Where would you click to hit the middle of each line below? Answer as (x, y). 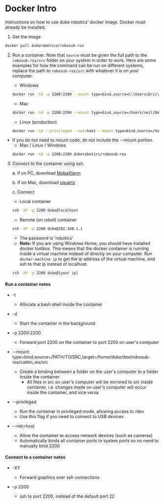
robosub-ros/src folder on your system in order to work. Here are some (84, 60)
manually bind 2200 (40, 446)
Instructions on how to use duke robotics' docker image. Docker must (75, 22)
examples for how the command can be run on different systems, (78, 65)
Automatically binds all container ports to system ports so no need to (89, 441)
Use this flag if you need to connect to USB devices (71, 416)
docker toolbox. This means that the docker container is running (84, 249)
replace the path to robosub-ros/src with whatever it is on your (75, 70)
